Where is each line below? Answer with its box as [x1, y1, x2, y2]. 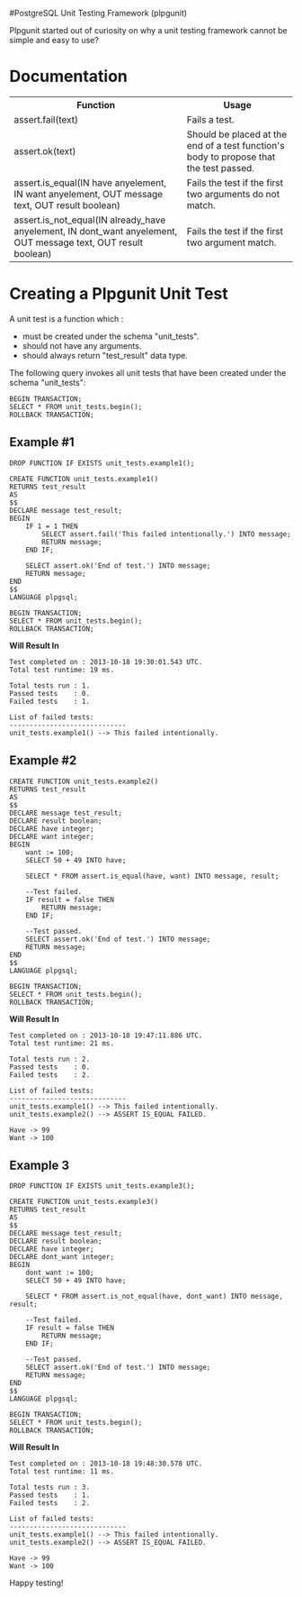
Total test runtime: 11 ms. [9, 1467, 115, 1476]
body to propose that [186, 151, 276, 163]
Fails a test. [186, 113, 235, 125]
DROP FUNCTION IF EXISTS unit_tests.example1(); [9, 459, 195, 468]
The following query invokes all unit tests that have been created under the [9, 367, 287, 378]
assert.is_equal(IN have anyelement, [13, 176, 167, 188]
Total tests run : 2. [9, 1054, 91, 1063]
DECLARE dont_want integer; [9, 1253, 115, 1262]
